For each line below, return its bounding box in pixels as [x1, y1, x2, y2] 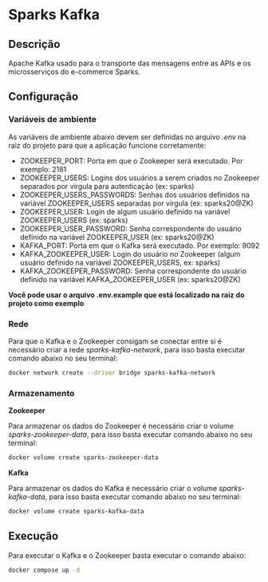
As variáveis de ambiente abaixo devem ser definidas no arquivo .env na [8, 132, 246, 141]
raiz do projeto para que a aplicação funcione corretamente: [8, 140, 207, 150]
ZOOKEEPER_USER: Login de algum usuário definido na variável [19, 206, 231, 216]
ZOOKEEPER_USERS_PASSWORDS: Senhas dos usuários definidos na [19, 190, 250, 199]
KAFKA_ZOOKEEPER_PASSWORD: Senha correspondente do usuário [19, 265, 247, 276]
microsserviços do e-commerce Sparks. [8, 67, 141, 77]
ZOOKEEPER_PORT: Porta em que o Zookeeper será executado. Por [19, 155, 243, 165]
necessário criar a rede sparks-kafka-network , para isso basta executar [8, 344, 246, 354]
